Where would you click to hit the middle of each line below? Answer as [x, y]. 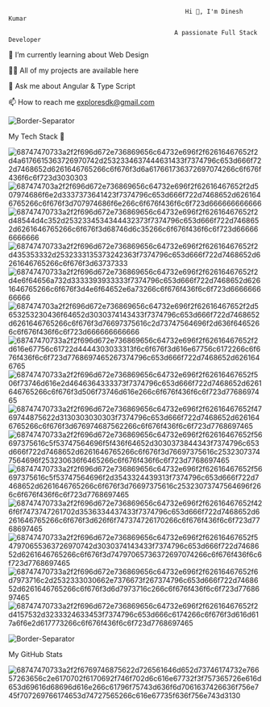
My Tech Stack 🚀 [37, 136]
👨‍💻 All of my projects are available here [74, 70]
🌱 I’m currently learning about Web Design [79, 55]
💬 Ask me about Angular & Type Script [72, 86]
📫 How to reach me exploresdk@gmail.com [81, 102]
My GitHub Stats [35, 654]
